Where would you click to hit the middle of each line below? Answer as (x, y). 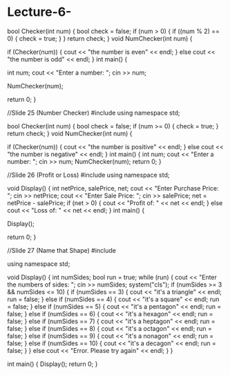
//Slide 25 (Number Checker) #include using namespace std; (94, 113)
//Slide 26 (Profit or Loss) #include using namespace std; (88, 175)
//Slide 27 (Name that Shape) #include (61, 250)
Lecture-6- (39, 12)
